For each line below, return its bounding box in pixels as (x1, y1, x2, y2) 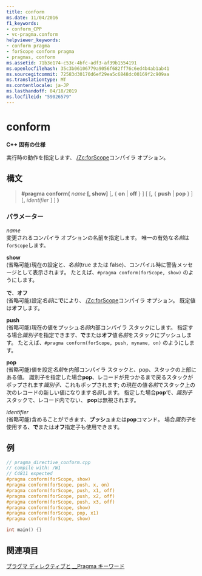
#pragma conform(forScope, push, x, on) (6, 482, 110, 488)
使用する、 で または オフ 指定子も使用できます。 (6, 423, 123, 431)
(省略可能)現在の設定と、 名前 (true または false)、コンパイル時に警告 (6, 261, 177, 268)
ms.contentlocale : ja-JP (6, 83, 69, 89)
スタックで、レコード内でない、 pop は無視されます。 (6, 396, 140, 403)
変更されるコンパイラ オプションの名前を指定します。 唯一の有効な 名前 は (6, 234, 190, 241)
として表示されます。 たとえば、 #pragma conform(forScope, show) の (16, 268, 189, 276)
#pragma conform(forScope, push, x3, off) (6, 499, 115, 505)
